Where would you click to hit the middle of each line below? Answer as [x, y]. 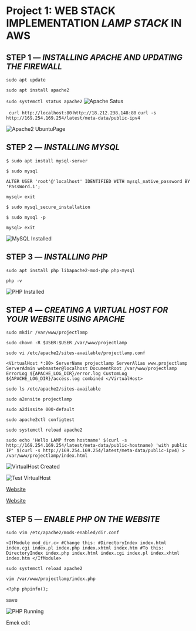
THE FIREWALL [34, 67]
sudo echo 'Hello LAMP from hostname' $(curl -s [67, 440]
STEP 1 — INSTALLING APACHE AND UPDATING [94, 57]
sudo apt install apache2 [38, 90]
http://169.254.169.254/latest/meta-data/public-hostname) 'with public [97, 446]
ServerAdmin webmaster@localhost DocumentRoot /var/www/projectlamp [92, 369]
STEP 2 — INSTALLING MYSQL [63, 147]
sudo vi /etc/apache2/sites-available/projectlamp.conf [76, 353]
